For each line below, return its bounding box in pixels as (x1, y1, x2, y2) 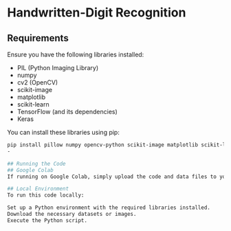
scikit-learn (16, 100, 49, 108)
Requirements (7, 32, 69, 44)
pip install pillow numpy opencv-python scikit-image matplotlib (7, 142, 198, 148)
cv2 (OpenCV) (16, 78, 58, 87)
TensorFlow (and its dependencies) (16, 108, 118, 115)
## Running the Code (7, 160, 67, 167)
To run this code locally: (7, 192, 85, 199)
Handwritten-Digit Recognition (7, 5, 186, 21)
